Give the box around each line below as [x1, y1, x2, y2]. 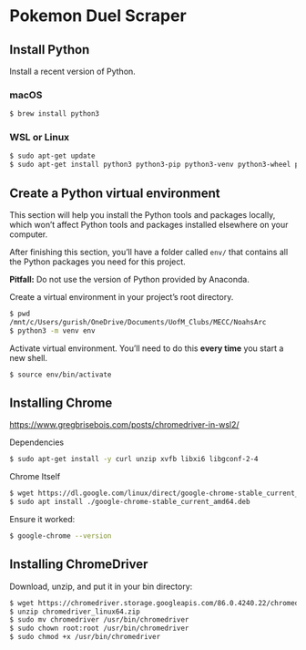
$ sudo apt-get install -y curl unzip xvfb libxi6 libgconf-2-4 [9, 455, 259, 464]
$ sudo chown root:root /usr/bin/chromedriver [9, 624, 189, 634]
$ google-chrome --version [9, 531, 112, 541]
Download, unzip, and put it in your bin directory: [9, 581, 193, 592]
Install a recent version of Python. [9, 66, 137, 77]
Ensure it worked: [9, 513, 76, 524]
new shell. [9, 352, 48, 363]
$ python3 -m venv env [9, 325, 96, 335]
